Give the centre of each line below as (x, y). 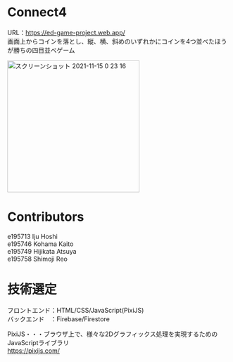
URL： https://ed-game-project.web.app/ (66, 32)
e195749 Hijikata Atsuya (42, 251)
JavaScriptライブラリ (38, 342)
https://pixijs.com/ (34, 350)
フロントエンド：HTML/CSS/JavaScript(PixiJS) (76, 310)
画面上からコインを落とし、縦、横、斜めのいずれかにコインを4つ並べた (111, 41)
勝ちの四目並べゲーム (44, 50)
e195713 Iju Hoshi (32, 236)
